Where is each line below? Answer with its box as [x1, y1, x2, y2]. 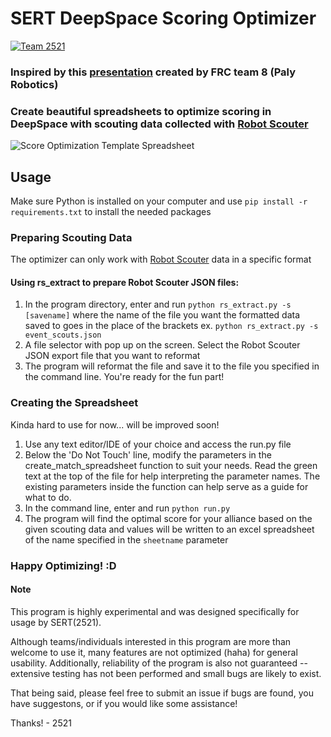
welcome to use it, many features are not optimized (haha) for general [10, 646, 298, 658]
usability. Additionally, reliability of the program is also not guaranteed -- [10, 657, 308, 669]
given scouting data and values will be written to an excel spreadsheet [24, 523, 315, 535]
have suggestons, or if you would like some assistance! [10, 697, 238, 709]
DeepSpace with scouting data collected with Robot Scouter [10, 117, 309, 131]
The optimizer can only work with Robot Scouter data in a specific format [10, 253, 312, 266]
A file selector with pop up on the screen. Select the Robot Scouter [24, 339, 301, 351]
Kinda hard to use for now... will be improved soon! [10, 418, 220, 431]
